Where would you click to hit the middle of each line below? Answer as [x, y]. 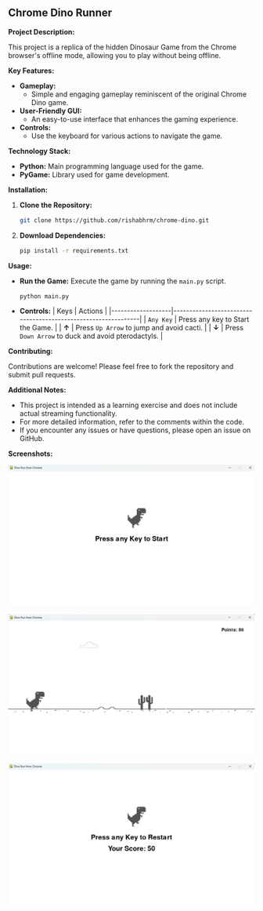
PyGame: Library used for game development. [94, 174]
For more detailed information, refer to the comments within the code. [132, 422]
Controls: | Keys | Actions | [63, 311]
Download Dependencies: [62, 235]
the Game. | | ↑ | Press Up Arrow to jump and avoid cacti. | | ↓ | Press [131, 328]
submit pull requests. [42, 375]
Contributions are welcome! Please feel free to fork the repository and [121, 366]
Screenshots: [31, 454]
